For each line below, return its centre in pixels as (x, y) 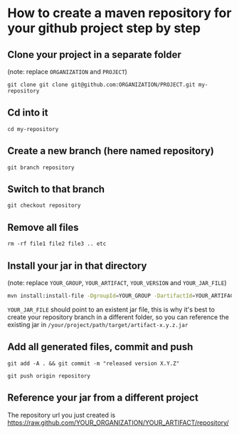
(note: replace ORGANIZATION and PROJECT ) (68, 72)
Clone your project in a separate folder (94, 55)
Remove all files (43, 227)
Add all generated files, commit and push (100, 347)
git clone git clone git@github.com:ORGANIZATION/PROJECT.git (101, 85)
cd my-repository (33, 129)
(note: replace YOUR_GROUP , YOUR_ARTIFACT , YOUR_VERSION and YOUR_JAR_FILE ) (117, 283)
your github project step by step (104, 28)
